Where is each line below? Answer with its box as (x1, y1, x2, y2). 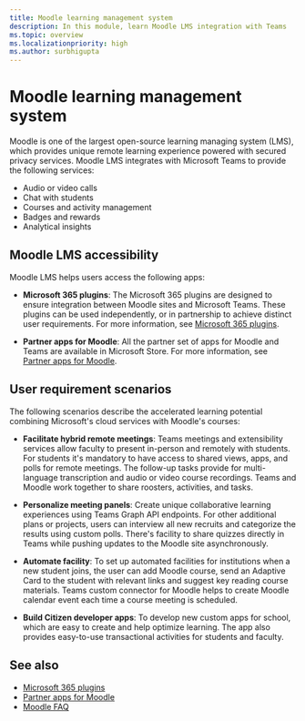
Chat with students (22, 192, 94, 203)
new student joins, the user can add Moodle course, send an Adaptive (22, 565, 286, 576)
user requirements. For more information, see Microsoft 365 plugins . (22, 318, 280, 329)
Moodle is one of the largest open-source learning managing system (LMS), (9, 136, 294, 147)
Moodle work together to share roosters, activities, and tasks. (22, 482, 253, 493)
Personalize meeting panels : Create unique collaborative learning (22, 499, 271, 510)
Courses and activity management (22, 202, 152, 213)
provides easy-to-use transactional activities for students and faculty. (22, 631, 284, 642)
